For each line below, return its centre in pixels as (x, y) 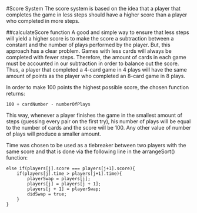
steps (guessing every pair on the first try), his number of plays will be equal (98, 121)
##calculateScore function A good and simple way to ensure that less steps (98, 32)
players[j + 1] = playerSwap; (64, 189)
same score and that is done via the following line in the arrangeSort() (91, 151)
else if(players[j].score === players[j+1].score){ (71, 168)
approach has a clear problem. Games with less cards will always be (89, 51)
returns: (16, 94)
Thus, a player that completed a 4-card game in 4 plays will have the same (96, 70)
